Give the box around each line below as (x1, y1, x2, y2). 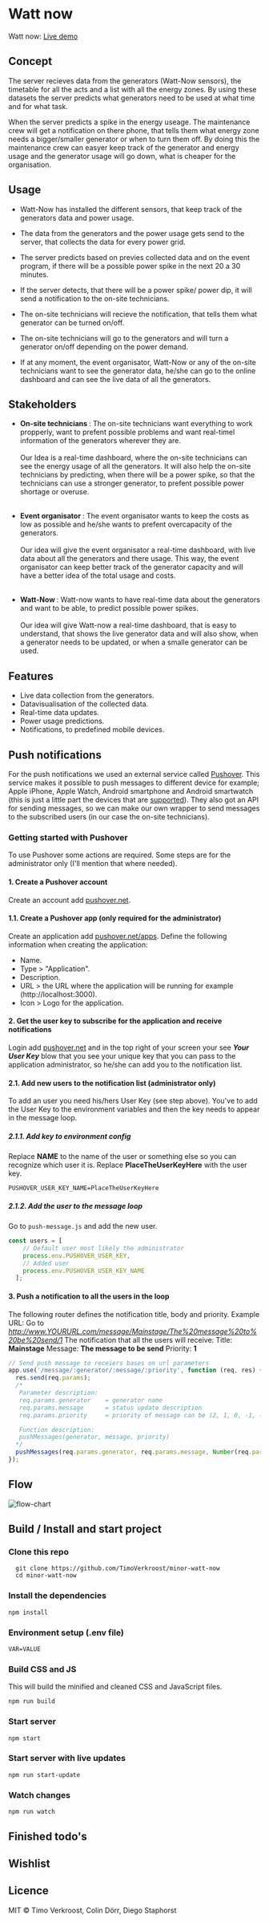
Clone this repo (8, 1547, 70, 1557)
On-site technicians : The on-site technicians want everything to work (19, 419, 254, 429)
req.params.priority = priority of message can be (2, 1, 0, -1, (18, 1411, 256, 1419)
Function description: (18, 1425, 94, 1433)
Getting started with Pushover (8, 831, 128, 843)
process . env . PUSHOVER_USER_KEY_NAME (22, 1266, 146, 1275)
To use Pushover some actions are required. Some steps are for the (8, 850, 231, 860)
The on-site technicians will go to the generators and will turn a (19, 333, 229, 343)
